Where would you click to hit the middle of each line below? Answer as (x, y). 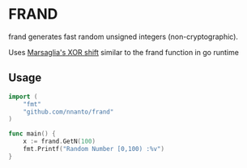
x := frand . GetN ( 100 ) (59, 142)
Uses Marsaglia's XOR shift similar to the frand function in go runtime (123, 52)
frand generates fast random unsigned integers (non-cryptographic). (123, 37)
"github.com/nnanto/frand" (68, 112)
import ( (23, 97)
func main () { (32, 134)
